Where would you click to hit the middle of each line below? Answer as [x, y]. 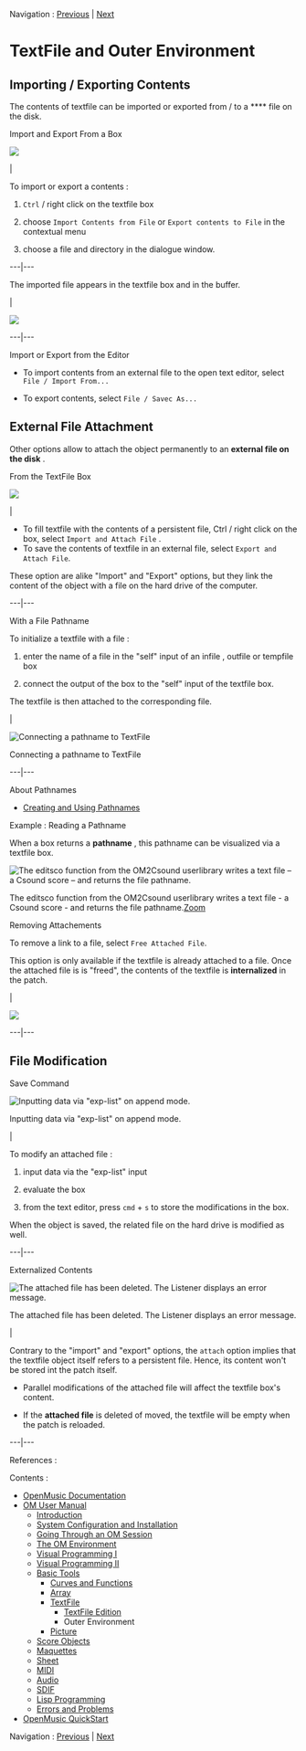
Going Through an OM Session [94, 1534]
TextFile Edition [92, 1611]
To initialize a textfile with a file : [69, 638]
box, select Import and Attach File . [92, 538]
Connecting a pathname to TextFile [75, 754]
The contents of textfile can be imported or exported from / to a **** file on [151, 106]
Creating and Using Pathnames [81, 807]
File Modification [58, 1061]
